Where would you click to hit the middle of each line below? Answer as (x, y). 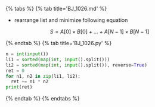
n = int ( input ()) (27, 54)
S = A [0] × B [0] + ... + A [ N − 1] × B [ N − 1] (100, 32)
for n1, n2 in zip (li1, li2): (43, 76)
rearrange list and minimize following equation (71, 20)
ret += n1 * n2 (30, 82)
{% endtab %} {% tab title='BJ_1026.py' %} (59, 43)
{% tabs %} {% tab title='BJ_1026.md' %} (56, 9)
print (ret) (19, 87)
